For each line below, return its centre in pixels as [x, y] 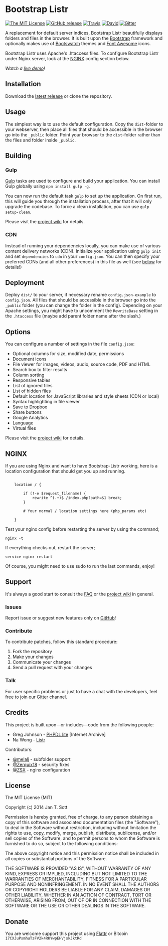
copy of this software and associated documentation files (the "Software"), [83, 822]
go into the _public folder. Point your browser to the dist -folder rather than [83, 134]
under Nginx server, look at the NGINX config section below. [67, 58]
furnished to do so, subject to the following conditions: [61, 844]
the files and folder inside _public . [41, 140]
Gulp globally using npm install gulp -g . [48, 186]
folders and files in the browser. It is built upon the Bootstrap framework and [84, 38]
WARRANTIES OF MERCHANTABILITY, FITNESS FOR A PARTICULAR [76, 879]
